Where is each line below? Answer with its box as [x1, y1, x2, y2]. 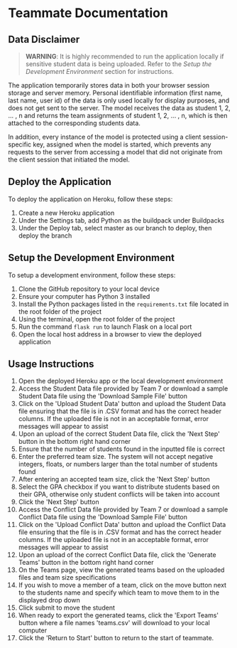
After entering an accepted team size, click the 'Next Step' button [18, 475, 210, 484]
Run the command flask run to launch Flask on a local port [18, 322, 192, 331]
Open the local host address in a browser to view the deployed [18, 329, 202, 339]
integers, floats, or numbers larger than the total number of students [18, 460, 219, 469]
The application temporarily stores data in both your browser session [8, 81, 210, 90]
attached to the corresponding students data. [8, 119, 141, 127]
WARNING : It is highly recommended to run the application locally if [25, 52, 224, 60]
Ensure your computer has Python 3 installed [18, 292, 150, 300]
